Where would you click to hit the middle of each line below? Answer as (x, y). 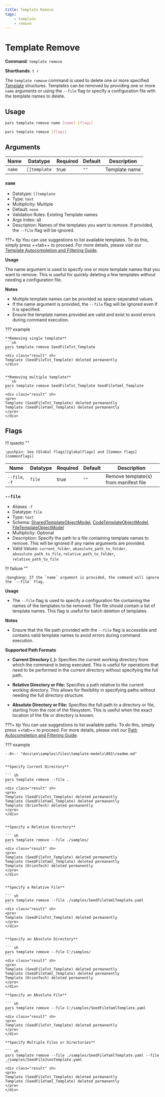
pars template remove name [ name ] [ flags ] (49, 123)
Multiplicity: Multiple (33, 204)
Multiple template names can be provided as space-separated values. (83, 299)
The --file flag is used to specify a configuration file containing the (81, 600)
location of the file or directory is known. (53, 715)
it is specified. (26, 309)
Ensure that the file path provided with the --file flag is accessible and (84, 630)
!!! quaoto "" (17, 443)
